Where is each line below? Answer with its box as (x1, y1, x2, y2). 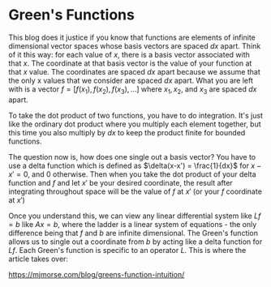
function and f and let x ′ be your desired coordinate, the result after (8, 178, 233, 187)
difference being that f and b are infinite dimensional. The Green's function (8, 228, 258, 238)
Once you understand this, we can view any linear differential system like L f (8, 211, 261, 221)
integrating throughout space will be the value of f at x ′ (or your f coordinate (8, 186, 262, 196)
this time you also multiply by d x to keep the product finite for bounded (8, 127, 246, 137)
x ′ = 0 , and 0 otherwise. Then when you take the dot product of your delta (8, 169, 257, 179)
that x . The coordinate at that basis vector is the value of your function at (8, 58, 252, 68)
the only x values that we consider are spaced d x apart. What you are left (8, 75, 254, 85)
